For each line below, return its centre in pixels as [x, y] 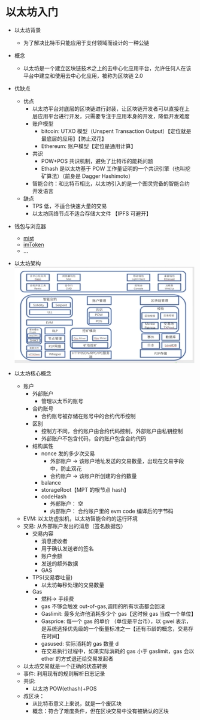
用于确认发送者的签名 [67, 549]
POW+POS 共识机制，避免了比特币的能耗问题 [97, 161]
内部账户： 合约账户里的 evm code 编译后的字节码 [112, 511]
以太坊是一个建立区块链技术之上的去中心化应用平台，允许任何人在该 [107, 68]
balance [51, 483]
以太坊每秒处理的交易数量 [73, 585]
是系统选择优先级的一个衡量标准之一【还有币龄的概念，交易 [115, 629]
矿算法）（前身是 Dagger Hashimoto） [87, 176]
